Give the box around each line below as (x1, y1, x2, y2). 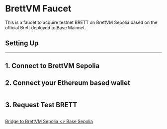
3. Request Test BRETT (5, 101, 78, 109)
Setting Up (5, 39, 39, 48)
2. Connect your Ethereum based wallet (5, 78, 130, 87)
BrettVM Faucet (5, 3, 72, 14)
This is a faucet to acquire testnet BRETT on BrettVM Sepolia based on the (5, 19, 158, 25)
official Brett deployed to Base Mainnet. (5, 24, 86, 30)
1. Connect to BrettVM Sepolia (5, 62, 100, 70)
